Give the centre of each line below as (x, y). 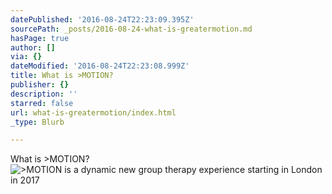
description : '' (44, 94)
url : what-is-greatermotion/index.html (93, 112)
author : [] (33, 47)
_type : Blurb (37, 122)
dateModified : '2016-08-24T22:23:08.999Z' (100, 66)
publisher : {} (40, 85)
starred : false (42, 103)
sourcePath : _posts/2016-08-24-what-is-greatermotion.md (131, 29)
